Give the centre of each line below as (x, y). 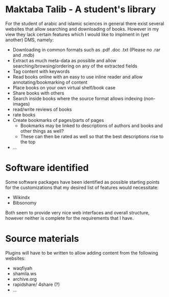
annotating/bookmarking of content (50, 82)
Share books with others (39, 93)
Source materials (42, 239)
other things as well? (42, 131)
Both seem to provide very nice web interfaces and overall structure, (77, 212)
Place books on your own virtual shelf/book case (64, 87)
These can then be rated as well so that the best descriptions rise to (92, 136)
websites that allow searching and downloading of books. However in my (82, 29)
